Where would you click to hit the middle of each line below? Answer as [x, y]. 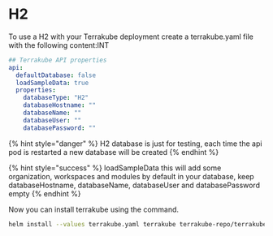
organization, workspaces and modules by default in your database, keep [131, 176]
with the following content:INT [59, 45]
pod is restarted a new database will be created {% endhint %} [114, 152]
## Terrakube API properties [58, 60]
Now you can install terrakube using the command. [94, 209]
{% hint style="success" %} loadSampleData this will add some [115, 168]
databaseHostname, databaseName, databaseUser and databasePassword [134, 185]
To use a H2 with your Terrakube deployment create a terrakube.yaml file [131, 36]
